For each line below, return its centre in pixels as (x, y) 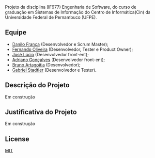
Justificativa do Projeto (41, 112)
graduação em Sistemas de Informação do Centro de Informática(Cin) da (78, 12)
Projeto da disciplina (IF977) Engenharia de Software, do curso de (71, 7)
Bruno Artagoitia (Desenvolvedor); (46, 64)
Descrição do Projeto (37, 85)
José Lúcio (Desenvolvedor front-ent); (50, 54)
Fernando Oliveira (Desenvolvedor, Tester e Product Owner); (72, 49)
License (17, 139)
